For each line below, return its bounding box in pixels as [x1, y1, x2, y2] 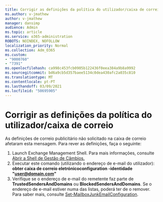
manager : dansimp [5, 20, 40, 26]
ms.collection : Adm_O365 [5, 48, 55, 52]
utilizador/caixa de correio [5, 119, 114, 131]
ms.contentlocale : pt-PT [5, 79, 55, 84]
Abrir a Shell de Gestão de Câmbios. [12, 155, 85, 161]
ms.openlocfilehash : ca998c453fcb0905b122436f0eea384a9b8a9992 [5, 66, 136, 71]
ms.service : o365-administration [5, 34, 73, 39]
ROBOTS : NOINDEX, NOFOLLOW [5, 39, 60, 44]
